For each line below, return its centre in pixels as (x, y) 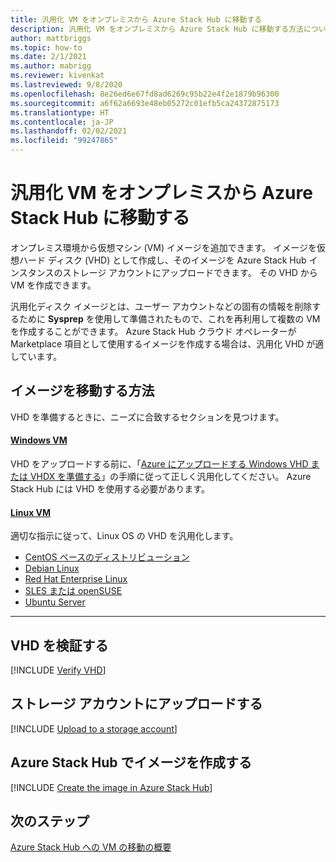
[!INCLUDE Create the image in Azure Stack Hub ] (111, 787)
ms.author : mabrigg (51, 66)
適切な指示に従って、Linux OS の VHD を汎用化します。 (124, 536)
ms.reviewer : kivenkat (57, 76)
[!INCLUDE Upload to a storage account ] (94, 728)
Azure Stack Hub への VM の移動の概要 (91, 847)
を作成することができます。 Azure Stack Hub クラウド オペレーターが (153, 331)
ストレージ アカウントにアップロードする (136, 704)
